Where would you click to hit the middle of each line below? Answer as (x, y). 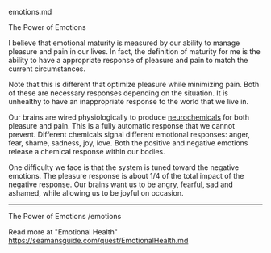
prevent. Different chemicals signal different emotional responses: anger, (129, 134)
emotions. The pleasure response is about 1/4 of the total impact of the (126, 176)
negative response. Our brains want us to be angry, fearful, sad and (121, 184)
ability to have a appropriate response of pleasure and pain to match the (128, 60)
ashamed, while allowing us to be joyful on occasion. (96, 193)
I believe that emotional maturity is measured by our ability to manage (124, 43)
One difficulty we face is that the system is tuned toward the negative (124, 167)
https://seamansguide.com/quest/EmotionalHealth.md (98, 240)
